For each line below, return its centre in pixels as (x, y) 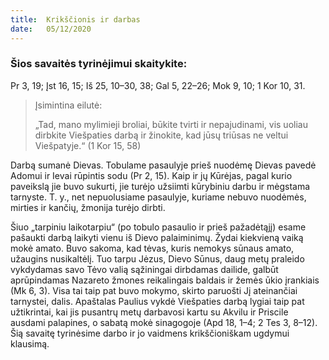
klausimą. (30, 343)
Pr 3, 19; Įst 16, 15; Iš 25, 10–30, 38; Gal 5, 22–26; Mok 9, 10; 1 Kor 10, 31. (158, 85)
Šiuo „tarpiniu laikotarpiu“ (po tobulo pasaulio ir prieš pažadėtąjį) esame (158, 227)
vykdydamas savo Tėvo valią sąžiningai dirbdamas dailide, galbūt (144, 269)
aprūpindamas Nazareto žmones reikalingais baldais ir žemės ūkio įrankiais (165, 280)
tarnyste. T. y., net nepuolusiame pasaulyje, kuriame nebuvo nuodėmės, (158, 197)
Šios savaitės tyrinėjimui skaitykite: (99, 64)
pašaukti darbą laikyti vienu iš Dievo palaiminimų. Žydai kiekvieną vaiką (157, 237)
